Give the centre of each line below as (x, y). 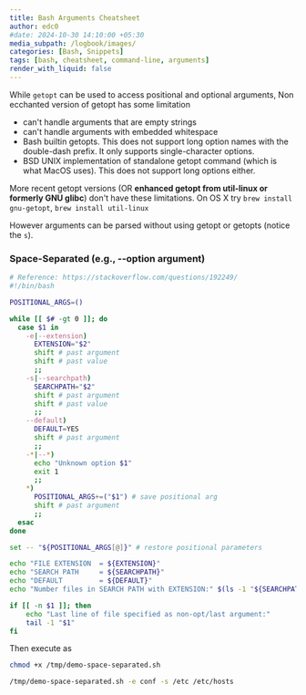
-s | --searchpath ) (59, 378)
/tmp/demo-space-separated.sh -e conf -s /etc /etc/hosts (122, 682)
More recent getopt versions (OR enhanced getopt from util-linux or (139, 188)
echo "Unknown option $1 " (82, 463)
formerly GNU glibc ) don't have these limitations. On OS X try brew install (151, 198)
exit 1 (46, 472)
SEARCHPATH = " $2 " (64, 387)
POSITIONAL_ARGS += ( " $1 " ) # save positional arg (126, 497)
